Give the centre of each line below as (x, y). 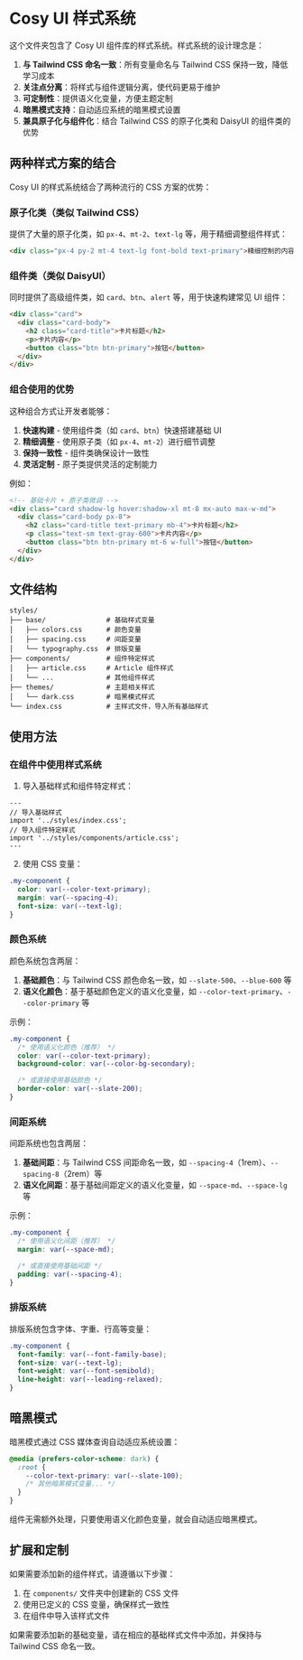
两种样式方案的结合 (63, 163)
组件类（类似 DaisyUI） (60, 275)
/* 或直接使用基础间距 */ (60, 1265)
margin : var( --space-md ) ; (66, 1249)
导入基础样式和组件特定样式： (78, 786)
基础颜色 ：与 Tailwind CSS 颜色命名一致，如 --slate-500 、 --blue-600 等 (157, 980)
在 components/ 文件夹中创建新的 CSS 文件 (101, 1593)
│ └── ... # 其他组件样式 (82, 678)
